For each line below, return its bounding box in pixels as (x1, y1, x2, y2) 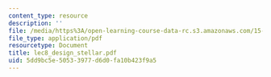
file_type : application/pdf (8, 34, 103, 43)
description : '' (8, 19, 63, 27)
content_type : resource (8, 11, 89, 20)
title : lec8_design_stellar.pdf (8, 49, 117, 57)
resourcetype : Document (8, 42, 89, 50)
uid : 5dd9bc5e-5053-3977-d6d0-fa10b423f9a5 (8, 57, 157, 65)
